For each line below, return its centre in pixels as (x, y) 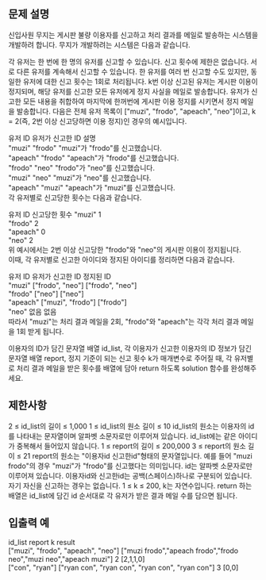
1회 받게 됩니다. (40, 331)
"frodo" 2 (23, 223)
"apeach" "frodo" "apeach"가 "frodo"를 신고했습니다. (94, 158)
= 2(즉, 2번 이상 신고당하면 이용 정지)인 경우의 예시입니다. (98, 121)
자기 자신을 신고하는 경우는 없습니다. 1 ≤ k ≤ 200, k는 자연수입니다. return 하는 (130, 486)
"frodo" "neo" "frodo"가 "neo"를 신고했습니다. (81, 167)
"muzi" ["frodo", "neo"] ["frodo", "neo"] (73, 285)
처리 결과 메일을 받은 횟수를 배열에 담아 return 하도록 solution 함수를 (123, 368)
